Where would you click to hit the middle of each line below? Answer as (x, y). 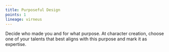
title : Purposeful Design (33, 10)
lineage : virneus (24, 19)
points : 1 (16, 15)
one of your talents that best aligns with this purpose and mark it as (76, 39)
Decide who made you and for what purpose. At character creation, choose (85, 34)
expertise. (16, 44)
